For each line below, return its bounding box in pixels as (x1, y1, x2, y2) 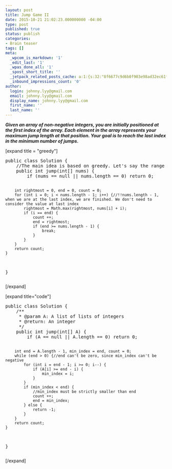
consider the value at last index (5, 201, 79, 207)
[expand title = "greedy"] (5, 148, 58, 154)
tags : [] (5, 46, 24, 51)
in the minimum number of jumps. (5, 138, 79, 144)
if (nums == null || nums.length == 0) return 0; (27, 173, 154, 179)
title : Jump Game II (5, 12, 50, 17)
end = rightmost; (32, 219, 70, 225)
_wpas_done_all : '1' (10, 65, 54, 70)
